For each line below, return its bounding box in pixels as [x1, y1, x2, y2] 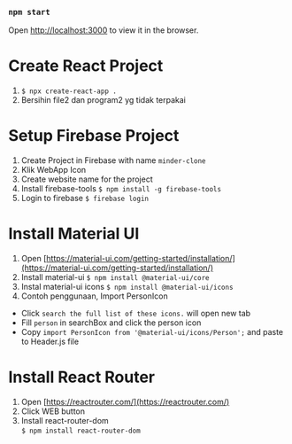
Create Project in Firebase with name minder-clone [20, 155, 206, 166]
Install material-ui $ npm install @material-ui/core [20, 272, 210, 283]
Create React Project [8, 56, 164, 76]
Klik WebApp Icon [20, 165, 87, 175]
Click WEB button [20, 406, 86, 417]
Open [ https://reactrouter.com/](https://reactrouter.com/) [20, 397, 230, 408]
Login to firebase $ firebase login [20, 193, 150, 204]
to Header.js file [20, 336, 80, 347]
